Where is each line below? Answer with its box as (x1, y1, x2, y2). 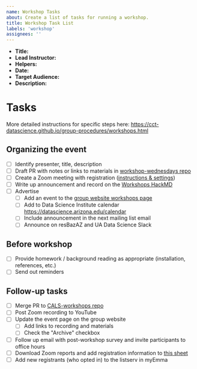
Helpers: (14, 61, 37, 68)
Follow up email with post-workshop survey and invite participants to (14, 336, 186, 343)
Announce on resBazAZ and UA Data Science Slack (23, 221, 152, 229)
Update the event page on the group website (14, 315, 126, 323)
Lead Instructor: (14, 54, 56, 61)
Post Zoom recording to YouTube (14, 309, 97, 316)
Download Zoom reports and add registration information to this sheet (14, 349, 188, 356)
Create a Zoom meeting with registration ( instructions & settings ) (14, 174, 175, 181)
